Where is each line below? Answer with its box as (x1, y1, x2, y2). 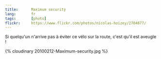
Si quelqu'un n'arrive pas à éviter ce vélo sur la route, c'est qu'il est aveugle (5, 34, 157, 40)
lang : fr (5, 12, 36, 16)
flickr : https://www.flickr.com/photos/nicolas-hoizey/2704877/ (5, 20, 146, 26)
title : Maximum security (5, 7, 66, 12)
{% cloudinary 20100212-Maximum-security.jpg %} (5, 48, 108, 54)
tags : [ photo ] (5, 16, 47, 21)
